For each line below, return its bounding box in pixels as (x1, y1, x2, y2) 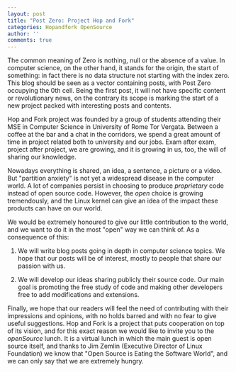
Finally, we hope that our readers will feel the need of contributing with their (7, 304, 229, 312)
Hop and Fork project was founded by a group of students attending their (7, 115, 221, 124)
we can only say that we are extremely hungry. (7, 357, 144, 366)
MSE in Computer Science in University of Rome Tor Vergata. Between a (7, 123, 218, 131)
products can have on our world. (7, 204, 103, 213)
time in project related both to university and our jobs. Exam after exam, (7, 137, 216, 146)
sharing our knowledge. (7, 153, 77, 162)
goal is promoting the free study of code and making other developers (17, 283, 223, 291)
